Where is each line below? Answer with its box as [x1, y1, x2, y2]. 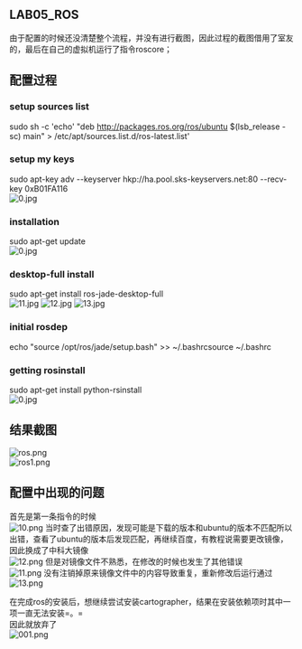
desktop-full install [9, 268, 95, 281]
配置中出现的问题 [9, 485, 105, 501]
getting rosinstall [9, 363, 86, 376]
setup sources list [9, 100, 90, 113]
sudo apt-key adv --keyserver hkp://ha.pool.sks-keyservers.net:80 [9, 174, 259, 184]
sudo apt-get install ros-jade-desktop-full [9, 288, 164, 299]
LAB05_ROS [9, 7, 79, 23]
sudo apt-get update [9, 236, 86, 247]
